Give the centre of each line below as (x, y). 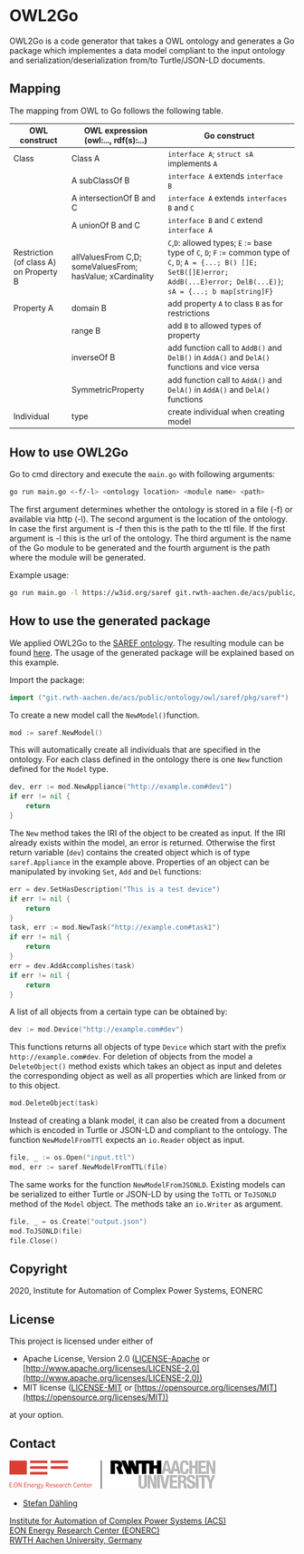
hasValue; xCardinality (113, 276)
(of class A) (35, 262)
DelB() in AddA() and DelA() (219, 357)
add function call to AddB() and (225, 348)
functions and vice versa (214, 367)
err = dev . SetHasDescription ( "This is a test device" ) (115, 889)
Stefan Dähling (50, 1503)
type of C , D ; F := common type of (229, 252)
